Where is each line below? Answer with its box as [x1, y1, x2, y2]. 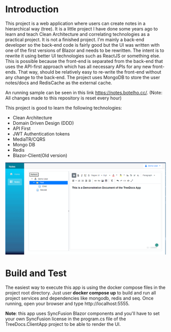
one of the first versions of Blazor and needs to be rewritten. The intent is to [5, 47, 164, 53]
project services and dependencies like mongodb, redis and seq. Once [5, 295, 154, 301]
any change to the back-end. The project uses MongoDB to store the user [5, 74, 160, 80]
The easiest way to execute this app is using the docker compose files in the [5, 284, 166, 290]
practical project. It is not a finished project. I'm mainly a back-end [5, 37, 145, 43]
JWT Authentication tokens [12, 130, 70, 137]
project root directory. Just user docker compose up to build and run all [5, 289, 156, 295]
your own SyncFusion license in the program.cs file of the [5, 316, 126, 322]
